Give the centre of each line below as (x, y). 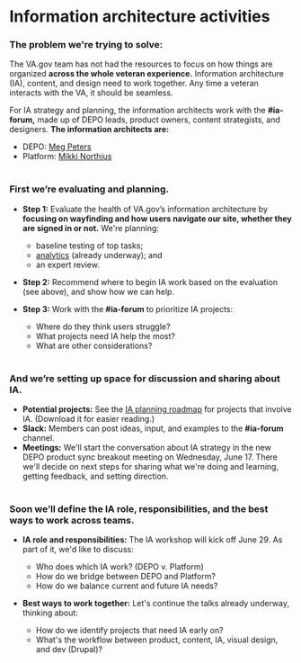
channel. (39, 438)
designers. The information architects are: (89, 130)
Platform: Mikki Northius (67, 157)
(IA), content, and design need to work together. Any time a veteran (134, 84)
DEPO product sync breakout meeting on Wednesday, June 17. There (150, 457)
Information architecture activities (140, 17)
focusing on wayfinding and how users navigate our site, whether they (157, 219)
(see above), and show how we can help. (98, 291)
